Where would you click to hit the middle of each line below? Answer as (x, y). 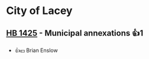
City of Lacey (39, 11)
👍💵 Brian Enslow (36, 50)
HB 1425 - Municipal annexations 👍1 (75, 33)
